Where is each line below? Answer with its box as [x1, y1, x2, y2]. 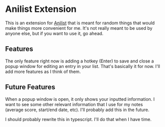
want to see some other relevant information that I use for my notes [5, 101, 143, 107]
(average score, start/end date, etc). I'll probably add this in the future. [5, 107, 150, 113]
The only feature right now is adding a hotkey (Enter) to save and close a [5, 58, 154, 64]
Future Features [5, 83, 56, 91]
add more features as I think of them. [5, 68, 81, 74]
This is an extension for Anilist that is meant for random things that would [5, 20, 155, 26]
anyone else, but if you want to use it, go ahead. [5, 30, 103, 36]
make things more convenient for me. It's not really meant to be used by [5, 25, 153, 31]
